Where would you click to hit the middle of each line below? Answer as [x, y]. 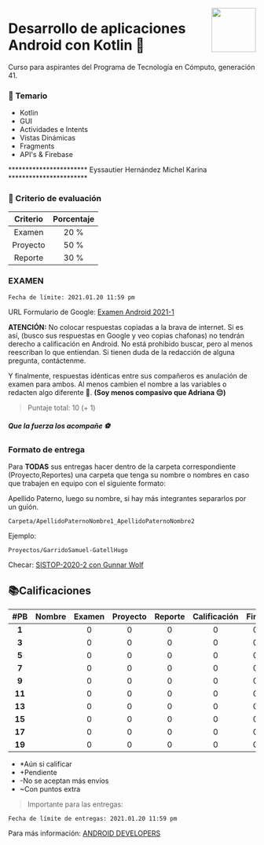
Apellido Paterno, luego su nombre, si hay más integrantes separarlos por [127, 499]
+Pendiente [38, 772]
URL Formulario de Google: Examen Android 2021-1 [91, 312]
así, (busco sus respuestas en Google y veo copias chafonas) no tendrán [126, 335]
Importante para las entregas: [75, 804]
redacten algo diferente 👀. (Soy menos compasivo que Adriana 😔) [117, 392]
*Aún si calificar [46, 764]
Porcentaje [74, 218]
